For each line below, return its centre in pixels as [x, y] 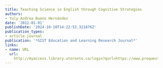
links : [12, 45]
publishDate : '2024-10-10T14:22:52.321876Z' [51, 27]
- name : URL [17, 49]
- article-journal [24, 36]
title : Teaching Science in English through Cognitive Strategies [73, 9]
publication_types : [25, 32]
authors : [14, 14]
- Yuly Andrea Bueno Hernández [37, 18]
